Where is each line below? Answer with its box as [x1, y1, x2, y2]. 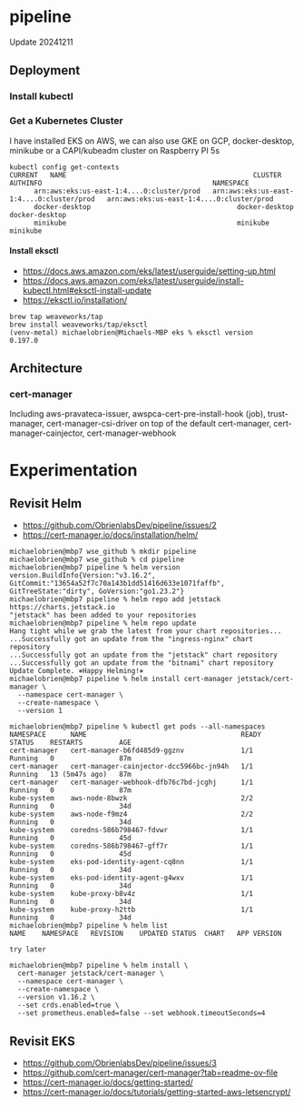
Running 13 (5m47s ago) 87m [9, 770, 132, 779]
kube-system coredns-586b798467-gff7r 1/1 [9, 841, 254, 851]
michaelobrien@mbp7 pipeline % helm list [9, 921, 169, 930]
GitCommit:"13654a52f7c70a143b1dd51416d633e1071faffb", [9, 579, 225, 588]
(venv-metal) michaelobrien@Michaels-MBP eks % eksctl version [9, 327, 254, 337]
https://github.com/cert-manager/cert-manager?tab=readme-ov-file [22, 1067, 279, 1079]
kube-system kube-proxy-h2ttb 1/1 [9, 905, 254, 915]
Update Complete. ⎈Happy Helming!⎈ [9, 667, 144, 676]
